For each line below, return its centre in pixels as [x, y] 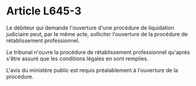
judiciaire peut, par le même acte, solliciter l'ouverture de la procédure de [97, 34]
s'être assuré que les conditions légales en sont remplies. [77, 58]
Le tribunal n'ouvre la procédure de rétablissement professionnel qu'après [98, 52]
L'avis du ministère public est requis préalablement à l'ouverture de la [92, 70]
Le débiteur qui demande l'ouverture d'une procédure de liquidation [90, 28]
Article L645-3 [44, 11]
